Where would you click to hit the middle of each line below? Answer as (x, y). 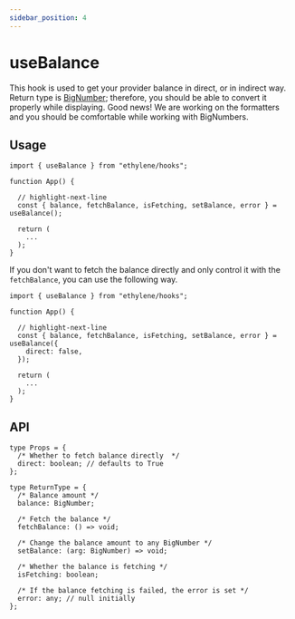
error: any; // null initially (76, 599)
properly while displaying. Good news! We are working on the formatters (145, 107)
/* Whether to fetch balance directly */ (99, 456)
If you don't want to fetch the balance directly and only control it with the (145, 270)
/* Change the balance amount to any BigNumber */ (115, 543)
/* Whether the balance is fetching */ (93, 567)
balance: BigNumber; (56, 504)
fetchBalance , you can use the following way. (94, 280)
